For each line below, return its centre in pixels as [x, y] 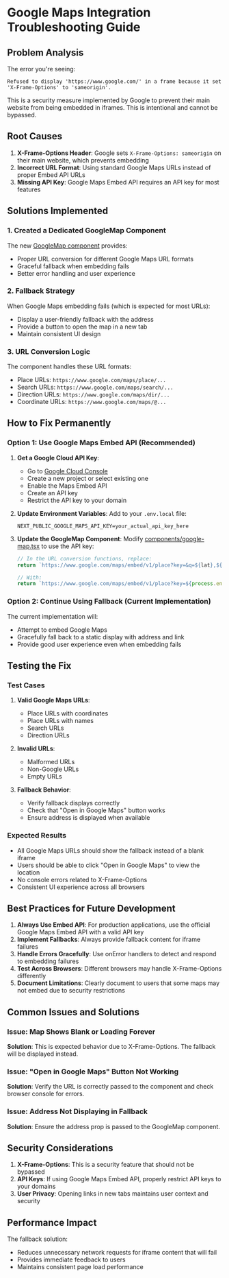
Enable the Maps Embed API [67, 486]
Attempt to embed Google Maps [62, 630]
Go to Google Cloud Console [67, 471]
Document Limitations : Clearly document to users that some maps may [118, 983]
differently [31, 976]
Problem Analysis [45, 52]
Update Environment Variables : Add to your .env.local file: [102, 513]
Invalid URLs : [36, 748]
